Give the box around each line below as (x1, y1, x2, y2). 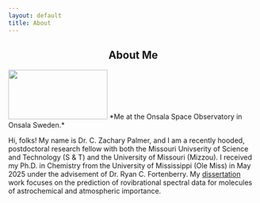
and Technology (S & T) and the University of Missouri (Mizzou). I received (8, 152, 252, 163)
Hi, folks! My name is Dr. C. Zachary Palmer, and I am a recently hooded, (8, 136, 245, 145)
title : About (8, 19, 52, 27)
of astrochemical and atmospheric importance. (8, 186, 162, 196)
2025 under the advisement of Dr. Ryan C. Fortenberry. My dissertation (8, 170, 241, 179)
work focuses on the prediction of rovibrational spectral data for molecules (8, 178, 253, 187)
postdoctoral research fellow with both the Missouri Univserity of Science (8, 144, 249, 154)
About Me (108, 48, 159, 62)
